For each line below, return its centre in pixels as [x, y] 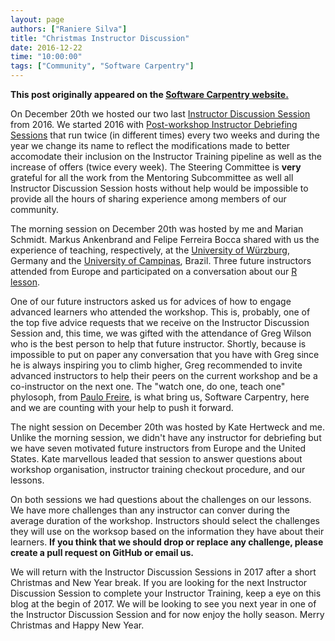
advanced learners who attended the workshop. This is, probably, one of [160, 312]
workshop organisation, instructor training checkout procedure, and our [158, 469]
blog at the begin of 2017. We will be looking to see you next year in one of [163, 604]
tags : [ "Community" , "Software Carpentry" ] [102, 66]
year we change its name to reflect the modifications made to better [150, 145]
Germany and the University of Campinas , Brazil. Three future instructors [161, 260]
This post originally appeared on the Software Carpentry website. [149, 94]
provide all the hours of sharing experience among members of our [148, 199]
